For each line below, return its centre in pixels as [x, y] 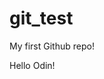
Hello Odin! [32, 65]
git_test [41, 18]
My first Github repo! [52, 46]
